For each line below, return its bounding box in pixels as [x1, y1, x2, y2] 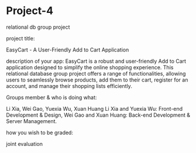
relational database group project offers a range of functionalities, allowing [6, 70, 186, 77]
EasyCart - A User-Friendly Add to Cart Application [6, 46, 129, 53]
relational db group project [6, 23, 70, 30]
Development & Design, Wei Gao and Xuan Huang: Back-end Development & [6, 111, 191, 118]
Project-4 [6, 4, 54, 18]
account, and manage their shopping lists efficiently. [6, 82, 133, 89]
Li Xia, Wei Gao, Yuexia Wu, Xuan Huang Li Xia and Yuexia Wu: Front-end [6, 105, 183, 112]
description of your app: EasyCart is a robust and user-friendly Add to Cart [6, 57, 186, 64]
